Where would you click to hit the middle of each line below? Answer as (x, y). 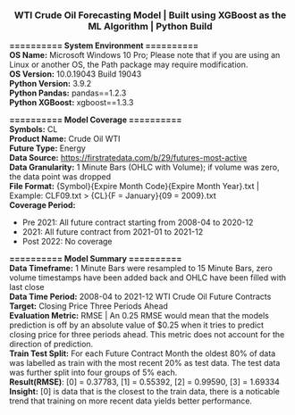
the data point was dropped (60, 177)
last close (27, 287)
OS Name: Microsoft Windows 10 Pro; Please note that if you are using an (145, 55)
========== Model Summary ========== (96, 259)
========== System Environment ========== (104, 46)
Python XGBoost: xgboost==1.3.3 (72, 103)
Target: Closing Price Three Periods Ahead (88, 306)
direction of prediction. (51, 344)
